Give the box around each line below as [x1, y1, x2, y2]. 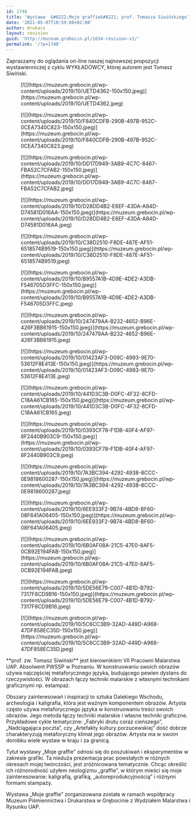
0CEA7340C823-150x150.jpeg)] [20, 124, 98, 131]
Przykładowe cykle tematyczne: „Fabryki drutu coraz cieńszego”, [6, 718, 163, 725]
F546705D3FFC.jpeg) [20, 300, 73, 307]
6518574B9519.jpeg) [20, 258, 70, 265]
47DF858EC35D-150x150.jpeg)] [20, 627, 98, 634]
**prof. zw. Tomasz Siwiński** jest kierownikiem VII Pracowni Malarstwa [6, 656, 180, 663]
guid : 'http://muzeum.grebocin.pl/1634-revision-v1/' [6, 36, 140, 42]
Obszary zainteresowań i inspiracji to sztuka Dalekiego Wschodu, [6, 693, 164, 700]
